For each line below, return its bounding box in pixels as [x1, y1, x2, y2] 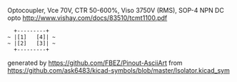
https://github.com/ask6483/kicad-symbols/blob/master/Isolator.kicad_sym [7, 66, 230, 74]
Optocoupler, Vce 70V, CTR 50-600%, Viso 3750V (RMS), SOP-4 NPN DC [7, 6, 225, 14]
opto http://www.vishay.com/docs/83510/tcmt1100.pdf [7, 14, 168, 22]
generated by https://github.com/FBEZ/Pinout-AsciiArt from [7, 58, 183, 67]
